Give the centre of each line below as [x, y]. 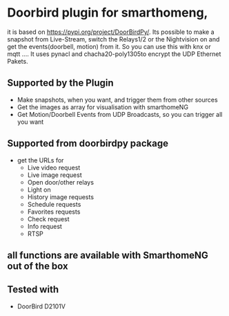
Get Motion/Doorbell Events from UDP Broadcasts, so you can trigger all [120, 114]
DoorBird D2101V [41, 306]
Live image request [54, 175]
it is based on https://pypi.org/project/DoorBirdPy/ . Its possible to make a [111, 32]
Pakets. [18, 61]
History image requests [61, 197]
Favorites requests [54, 212]
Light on [39, 189]
